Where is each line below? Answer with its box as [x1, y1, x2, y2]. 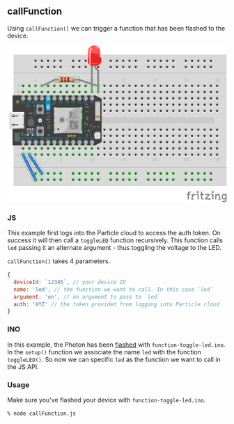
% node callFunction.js [7, 410, 77, 417]
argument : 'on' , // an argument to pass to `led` [13, 293, 160, 300]
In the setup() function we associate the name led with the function [7, 347, 202, 356]
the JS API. [7, 362, 40, 371]
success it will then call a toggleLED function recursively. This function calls [7, 236, 223, 244]
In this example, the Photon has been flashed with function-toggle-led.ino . [7, 340, 226, 349]
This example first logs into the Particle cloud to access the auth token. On [7, 229, 221, 237]
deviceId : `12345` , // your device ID [13, 278, 127, 285]
